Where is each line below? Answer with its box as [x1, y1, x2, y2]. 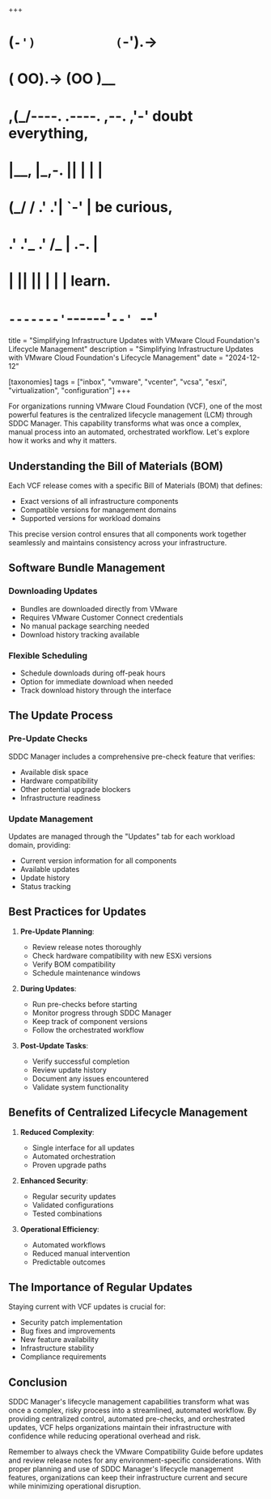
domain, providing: [8, 841, 71, 850]
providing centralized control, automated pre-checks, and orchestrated [8, 1414, 245, 1424]
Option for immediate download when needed [19, 677, 174, 687]
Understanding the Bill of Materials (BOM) [8, 459, 224, 473]
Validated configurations [32, 1200, 114, 1209]
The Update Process [8, 709, 113, 722]
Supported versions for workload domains [19, 514, 161, 523]
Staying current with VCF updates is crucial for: [8, 1302, 166, 1311]
